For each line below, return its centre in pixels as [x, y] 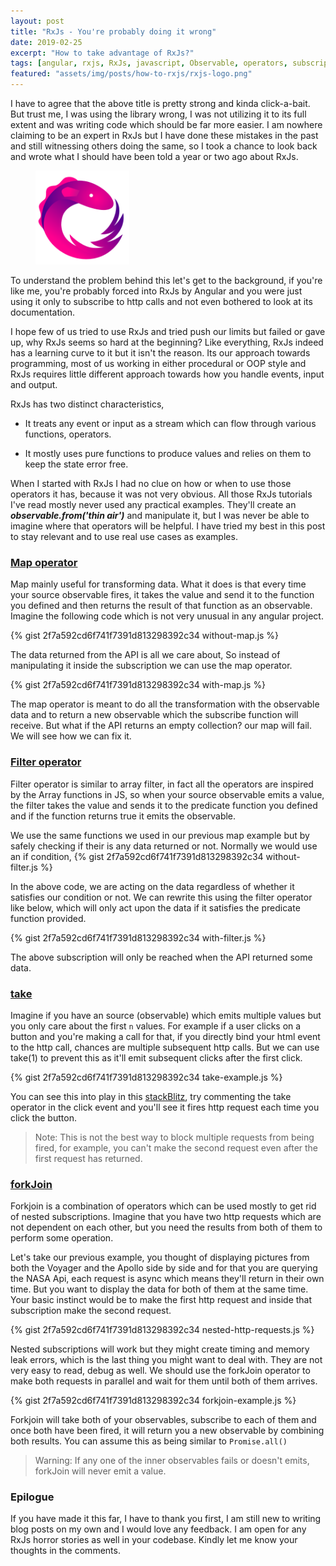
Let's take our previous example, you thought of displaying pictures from [160, 1257]
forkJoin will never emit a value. [100, 1471]
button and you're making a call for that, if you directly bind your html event [165, 1036]
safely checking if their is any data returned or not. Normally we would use [164, 846]
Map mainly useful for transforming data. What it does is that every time [158, 584]
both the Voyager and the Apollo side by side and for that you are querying [164, 1268]
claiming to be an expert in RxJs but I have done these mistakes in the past [164, 135]
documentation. [43, 312]
